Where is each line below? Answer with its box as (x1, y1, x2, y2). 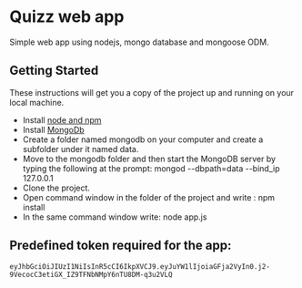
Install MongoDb (22, 124, 85, 135)
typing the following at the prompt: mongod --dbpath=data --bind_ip (22, 162, 280, 174)
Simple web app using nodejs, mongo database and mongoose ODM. (9, 36, 270, 47)
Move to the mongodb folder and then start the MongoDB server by (22, 153, 276, 164)
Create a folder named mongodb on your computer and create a (22, 134, 264, 145)
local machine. (9, 97, 65, 108)
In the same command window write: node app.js (22, 211, 207, 222)
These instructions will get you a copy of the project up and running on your (9, 87, 294, 98)
